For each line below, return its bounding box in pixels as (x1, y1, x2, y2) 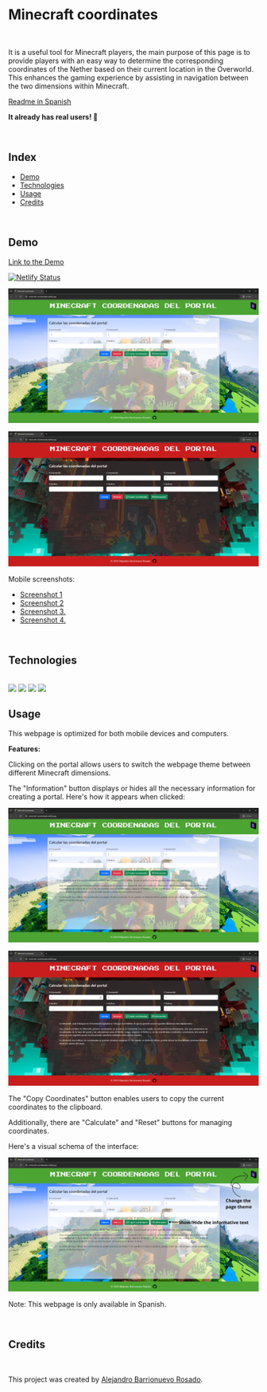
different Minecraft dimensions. (8, 767, 111, 778)
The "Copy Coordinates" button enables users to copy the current (8, 1094, 224, 1103)
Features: (8, 743, 41, 754)
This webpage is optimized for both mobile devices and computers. (8, 728, 229, 738)
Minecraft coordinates (8, 6, 159, 24)
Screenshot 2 (19, 598, 64, 607)
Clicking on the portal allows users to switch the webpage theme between (8, 759, 251, 769)
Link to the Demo (8, 257, 64, 266)
